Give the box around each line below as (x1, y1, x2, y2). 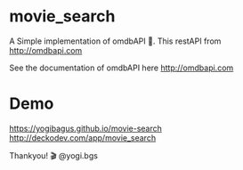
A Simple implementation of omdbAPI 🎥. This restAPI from (9, 36, 222, 46)
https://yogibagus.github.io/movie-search (9, 123, 163, 134)
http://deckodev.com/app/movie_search (9, 132, 157, 143)
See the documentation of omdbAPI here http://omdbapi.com (9, 62, 234, 73)
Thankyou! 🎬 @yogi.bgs (9, 150, 98, 161)
